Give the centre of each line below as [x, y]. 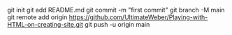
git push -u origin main [117, 24]
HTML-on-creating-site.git [45, 24]
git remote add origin [37, 17]
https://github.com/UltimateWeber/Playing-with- [138, 17]
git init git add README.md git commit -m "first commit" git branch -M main [116, 10]
